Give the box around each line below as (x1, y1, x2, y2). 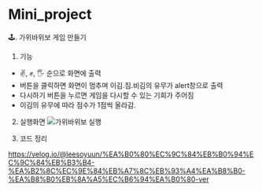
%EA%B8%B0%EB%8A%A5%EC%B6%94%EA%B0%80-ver (8, 174, 209, 184)
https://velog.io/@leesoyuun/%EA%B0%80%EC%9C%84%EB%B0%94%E (8, 149, 254, 159)
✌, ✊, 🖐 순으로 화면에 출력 (19, 68, 101, 78)
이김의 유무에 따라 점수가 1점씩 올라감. (19, 100, 136, 109)
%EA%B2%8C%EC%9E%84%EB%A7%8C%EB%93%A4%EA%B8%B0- (8, 166, 246, 175)
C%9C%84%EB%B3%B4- (8, 157, 95, 167)
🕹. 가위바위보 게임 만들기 (8, 32, 87, 42)
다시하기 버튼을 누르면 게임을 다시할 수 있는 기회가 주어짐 (19, 90, 194, 100)
